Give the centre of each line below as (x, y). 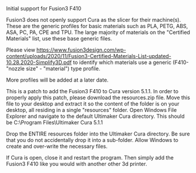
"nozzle (15, 69)
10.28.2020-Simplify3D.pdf (39, 62)
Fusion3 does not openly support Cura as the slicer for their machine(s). (94, 20)
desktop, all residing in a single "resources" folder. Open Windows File (92, 110)
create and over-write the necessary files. (57, 146)
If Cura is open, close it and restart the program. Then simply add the (90, 157)
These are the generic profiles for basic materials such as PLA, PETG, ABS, (97, 26)
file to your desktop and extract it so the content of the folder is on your (93, 104)
